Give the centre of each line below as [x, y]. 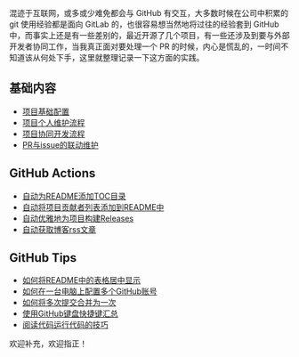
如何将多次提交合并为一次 [69, 303]
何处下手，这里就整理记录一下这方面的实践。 [122, 57]
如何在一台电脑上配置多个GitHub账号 [89, 291]
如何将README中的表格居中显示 [81, 280]
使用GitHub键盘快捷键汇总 [70, 313]
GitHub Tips [43, 258]
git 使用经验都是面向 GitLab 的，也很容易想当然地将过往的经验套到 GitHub [144, 24]
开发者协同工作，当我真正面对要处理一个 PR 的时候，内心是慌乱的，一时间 [145, 46]
